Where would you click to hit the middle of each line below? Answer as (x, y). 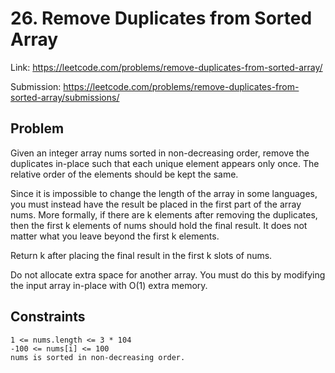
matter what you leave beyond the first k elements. (115, 236)
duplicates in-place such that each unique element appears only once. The (165, 163)
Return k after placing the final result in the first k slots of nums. (141, 255)
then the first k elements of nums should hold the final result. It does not (159, 225)
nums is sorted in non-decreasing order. (98, 357)
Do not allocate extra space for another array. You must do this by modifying (168, 274)
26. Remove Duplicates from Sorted (161, 18)
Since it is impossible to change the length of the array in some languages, (164, 193)
